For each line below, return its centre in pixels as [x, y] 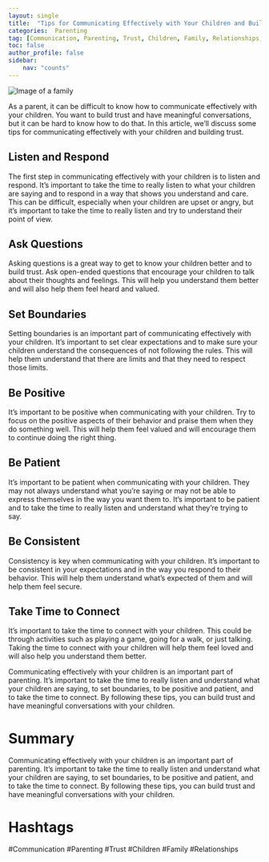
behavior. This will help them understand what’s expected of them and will [130, 577]
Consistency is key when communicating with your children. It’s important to [134, 561]
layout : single [34, 16]
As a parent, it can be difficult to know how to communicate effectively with [133, 106]
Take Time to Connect [64, 611]
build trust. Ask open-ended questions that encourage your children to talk [131, 272]
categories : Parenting [48, 30]
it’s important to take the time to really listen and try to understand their [125, 210]
